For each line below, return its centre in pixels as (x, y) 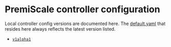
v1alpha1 (22, 39)
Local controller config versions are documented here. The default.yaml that (85, 24)
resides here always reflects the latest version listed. (60, 29)
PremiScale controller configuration (82, 9)
